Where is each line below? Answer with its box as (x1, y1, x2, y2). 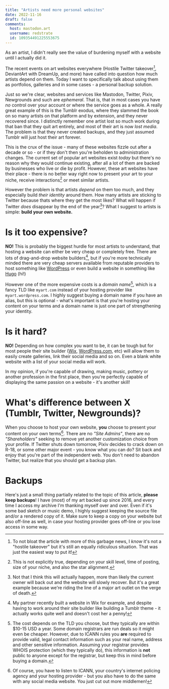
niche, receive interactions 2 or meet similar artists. (5, 176, 110, 183)
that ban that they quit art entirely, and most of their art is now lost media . (5, 123, 158, 129)
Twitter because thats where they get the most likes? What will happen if (5, 197, 156, 203)
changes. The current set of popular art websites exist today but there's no (5, 154, 161, 160)
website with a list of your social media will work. (5, 359, 107, 365)
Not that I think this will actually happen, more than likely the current (12, 573, 154, 580)
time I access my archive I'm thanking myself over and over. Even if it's (5, 502, 152, 508)
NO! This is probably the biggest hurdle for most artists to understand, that (5, 243, 160, 249)
